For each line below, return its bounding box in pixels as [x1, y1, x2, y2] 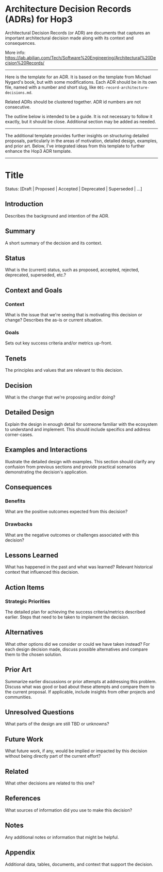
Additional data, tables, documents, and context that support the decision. [5, 861, 153, 867]
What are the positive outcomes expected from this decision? [5, 509, 128, 514]
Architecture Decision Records [5, 3, 131, 15]
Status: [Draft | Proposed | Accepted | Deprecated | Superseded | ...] [5, 186, 142, 192]
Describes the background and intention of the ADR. [5, 213, 110, 218]
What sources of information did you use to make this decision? [5, 807, 132, 813]
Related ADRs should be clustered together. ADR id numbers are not [5, 99, 141, 105]
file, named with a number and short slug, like [5, 84, 97, 90]
